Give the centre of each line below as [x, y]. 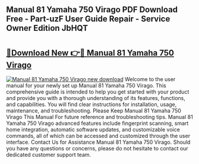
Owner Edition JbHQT [47, 28]
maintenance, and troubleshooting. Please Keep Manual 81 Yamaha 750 [94, 111]
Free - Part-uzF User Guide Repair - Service [88, 19]
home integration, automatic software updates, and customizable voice [93, 129]
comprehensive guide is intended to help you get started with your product [98, 92]
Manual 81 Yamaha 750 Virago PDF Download [92, 10]
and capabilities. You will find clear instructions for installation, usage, [91, 104]
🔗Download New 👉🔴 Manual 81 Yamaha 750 [90, 53]
